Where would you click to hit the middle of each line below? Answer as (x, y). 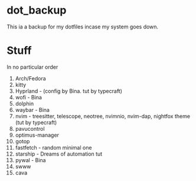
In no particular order (32, 67)
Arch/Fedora (30, 78)
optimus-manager (37, 135)
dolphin (24, 104)
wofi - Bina (28, 97)
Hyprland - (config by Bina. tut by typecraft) (69, 91)
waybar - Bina (32, 109)
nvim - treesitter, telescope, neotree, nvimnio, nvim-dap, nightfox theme (103, 116)
